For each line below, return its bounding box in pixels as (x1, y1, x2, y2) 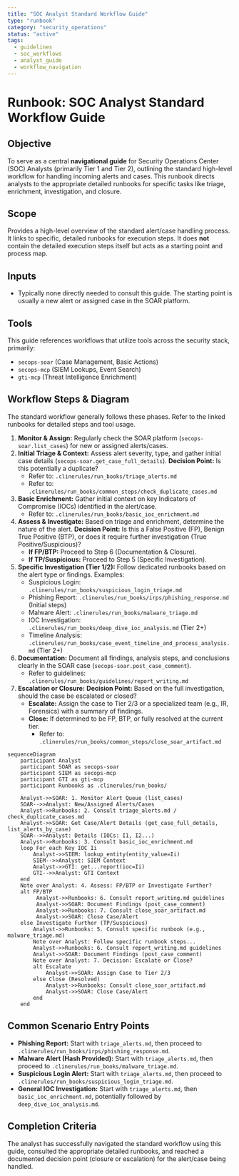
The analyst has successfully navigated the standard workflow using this (7, 1139, 222, 1147)
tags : (7, 37, 24, 44)
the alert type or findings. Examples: (17, 570, 125, 579)
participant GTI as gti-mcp (20, 776, 103, 783)
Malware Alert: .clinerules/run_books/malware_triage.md (28, 608, 198, 617)
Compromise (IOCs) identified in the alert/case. (17, 502, 157, 510)
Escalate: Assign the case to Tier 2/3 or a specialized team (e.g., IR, (28, 699, 229, 707)
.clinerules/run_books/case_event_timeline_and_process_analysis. (28, 639, 230, 647)
